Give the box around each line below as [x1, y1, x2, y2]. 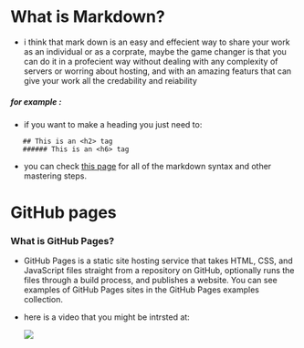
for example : [10, 96, 62, 107]
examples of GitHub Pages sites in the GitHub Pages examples [23, 284, 259, 295]
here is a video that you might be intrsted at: [23, 312, 190, 322]
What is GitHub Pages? [10, 235, 115, 248]
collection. [23, 294, 63, 305]
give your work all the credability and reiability [23, 75, 197, 86]
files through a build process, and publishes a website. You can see [23, 275, 278, 286]
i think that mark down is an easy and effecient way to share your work [23, 36, 290, 47]
